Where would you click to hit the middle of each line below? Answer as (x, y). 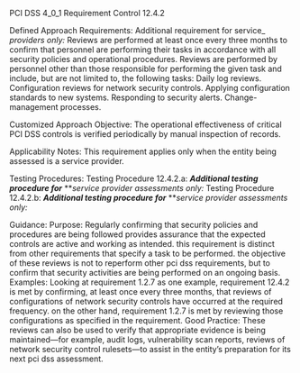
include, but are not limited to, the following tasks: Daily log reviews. (136, 78)
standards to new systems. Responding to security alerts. (116, 97)
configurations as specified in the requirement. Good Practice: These (137, 320)
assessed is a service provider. (67, 161)
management (34, 107)
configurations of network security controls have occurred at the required (146, 301)
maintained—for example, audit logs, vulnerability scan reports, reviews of (147, 340)
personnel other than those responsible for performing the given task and (145, 68)
